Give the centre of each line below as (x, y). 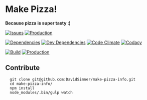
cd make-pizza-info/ (31, 83)
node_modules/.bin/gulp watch (41, 92)
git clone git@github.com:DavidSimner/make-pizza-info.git (73, 79)
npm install (22, 88)
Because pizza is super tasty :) (38, 23)
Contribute (23, 68)
